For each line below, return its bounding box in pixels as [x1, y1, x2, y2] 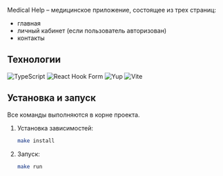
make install [17, 137, 55, 144]
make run [17, 163, 43, 170]
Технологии [7, 54, 61, 66]
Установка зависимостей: [17, 124, 94, 132]
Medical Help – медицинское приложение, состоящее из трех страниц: [7, 6, 216, 14]
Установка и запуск [7, 92, 97, 104]
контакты [17, 34, 45, 42]
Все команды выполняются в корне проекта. [7, 110, 140, 119]
